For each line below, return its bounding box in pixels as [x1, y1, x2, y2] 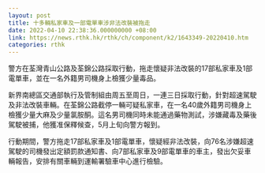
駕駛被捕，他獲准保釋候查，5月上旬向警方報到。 [8, 120, 165, 130]
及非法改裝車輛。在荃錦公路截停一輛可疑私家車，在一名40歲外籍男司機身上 [8, 100, 252, 110]
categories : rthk [8, 41, 65, 49]
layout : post [8, 11, 51, 20]
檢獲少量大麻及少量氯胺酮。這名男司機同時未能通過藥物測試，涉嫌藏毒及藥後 [8, 110, 257, 119]
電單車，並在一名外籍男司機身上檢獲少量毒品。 [8, 73, 160, 83]
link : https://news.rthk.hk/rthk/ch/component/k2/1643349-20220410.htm [8, 33, 248, 42]
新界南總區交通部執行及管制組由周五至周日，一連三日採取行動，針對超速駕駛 [8, 90, 257, 100]
